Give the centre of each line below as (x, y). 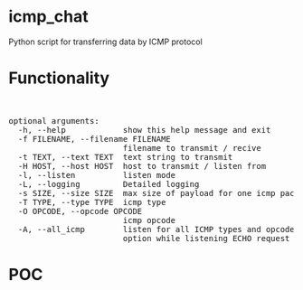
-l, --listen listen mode (97, 175)
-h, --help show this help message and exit (144, 130)
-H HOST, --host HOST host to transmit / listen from (142, 166)
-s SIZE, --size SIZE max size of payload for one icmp (147, 193)
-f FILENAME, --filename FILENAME (94, 139)
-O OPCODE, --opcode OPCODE (80, 211)
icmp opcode (149, 220)
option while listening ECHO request (206, 238)
